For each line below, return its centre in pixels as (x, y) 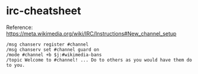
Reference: (20, 27)
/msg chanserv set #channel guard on (53, 49)
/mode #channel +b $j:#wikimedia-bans (54, 54)
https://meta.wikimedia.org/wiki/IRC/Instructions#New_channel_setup (91, 33)
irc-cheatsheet (44, 11)
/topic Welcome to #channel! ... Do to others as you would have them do (99, 60)
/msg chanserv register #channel (47, 44)
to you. (16, 65)
